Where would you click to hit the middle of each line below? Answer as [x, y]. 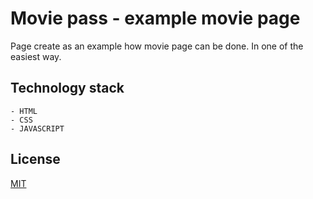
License [35, 159]
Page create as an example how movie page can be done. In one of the [157, 46]
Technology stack [67, 88]
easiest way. [36, 56]
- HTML [24, 111]
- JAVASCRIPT [37, 128]
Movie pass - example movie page [155, 18]
